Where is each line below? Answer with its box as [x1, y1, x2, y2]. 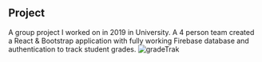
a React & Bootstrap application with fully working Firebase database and [8, 36, 249, 45]
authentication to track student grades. [8, 44, 137, 54]
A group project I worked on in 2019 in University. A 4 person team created [8, 27, 255, 37]
